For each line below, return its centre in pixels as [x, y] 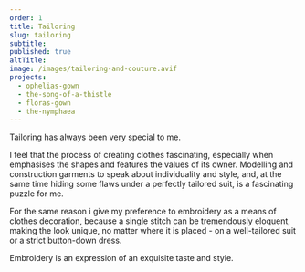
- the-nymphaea [47, 111]
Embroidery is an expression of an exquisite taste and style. [122, 258]
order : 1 [26, 18]
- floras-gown [44, 103]
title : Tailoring [42, 26]
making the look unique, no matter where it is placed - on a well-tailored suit [153, 231]
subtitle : [28, 43]
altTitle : [28, 60]
